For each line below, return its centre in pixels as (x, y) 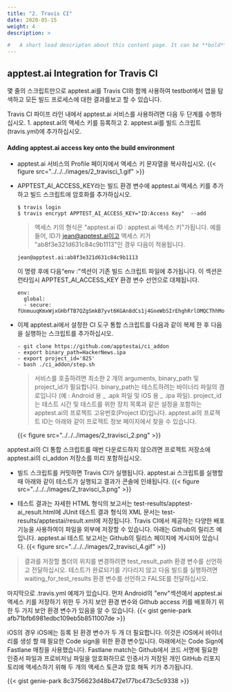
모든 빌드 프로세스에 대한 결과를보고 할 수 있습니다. (94, 99)
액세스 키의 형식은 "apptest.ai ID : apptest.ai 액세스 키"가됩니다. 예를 (128, 227)
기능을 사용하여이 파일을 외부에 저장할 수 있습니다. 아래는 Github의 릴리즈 (116, 530)
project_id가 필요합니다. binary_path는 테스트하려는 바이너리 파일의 (126, 387)
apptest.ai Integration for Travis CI (83, 73)
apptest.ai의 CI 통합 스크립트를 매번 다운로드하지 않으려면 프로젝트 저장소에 (109, 450)
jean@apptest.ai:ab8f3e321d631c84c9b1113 (77, 258)
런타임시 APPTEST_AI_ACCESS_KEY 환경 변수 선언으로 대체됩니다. (108, 280)
